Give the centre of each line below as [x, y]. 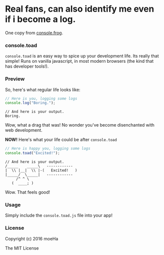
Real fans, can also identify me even [80, 9]
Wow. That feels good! [28, 192]
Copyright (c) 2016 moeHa [32, 238]
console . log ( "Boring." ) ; [30, 103]
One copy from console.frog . [34, 33]
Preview [15, 79]
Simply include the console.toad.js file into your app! [59, 216]
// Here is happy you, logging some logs [48, 149]
